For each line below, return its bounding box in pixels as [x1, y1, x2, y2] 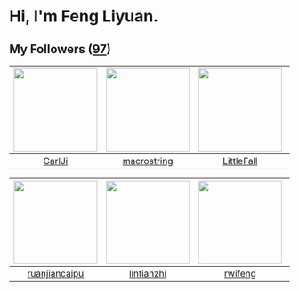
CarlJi [43, 155, 69, 167]
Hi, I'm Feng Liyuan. [9, 6, 158, 27]
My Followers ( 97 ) [9, 42, 111, 57]
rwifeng [223, 268, 256, 279]
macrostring [122, 155, 174, 167]
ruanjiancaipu [27, 268, 85, 279]
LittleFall [222, 155, 258, 167]
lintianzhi [128, 268, 167, 279]
